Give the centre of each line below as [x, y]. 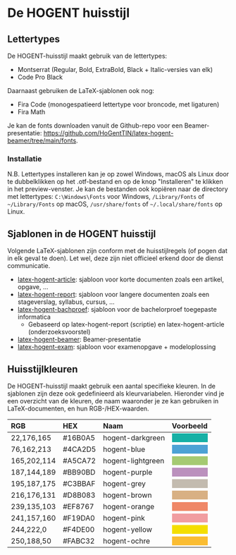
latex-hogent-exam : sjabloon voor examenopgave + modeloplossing [117, 347]
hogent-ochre [126, 541]
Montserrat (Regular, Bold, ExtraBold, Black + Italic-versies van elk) [115, 69]
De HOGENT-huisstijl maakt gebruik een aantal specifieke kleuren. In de [112, 386]
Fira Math [31, 112]
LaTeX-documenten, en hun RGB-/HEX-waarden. [78, 408]
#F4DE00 [79, 529]
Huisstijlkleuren [43, 369]
